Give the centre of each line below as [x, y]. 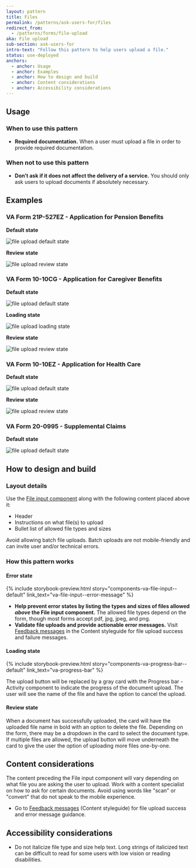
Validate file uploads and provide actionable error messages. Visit [96, 625]
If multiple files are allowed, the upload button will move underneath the [92, 739]
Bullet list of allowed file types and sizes [63, 529]
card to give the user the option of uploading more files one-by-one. [88, 745]
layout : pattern [26, 11]
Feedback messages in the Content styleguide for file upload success [99, 631]
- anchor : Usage [31, 66]
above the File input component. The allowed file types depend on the [100, 612]
